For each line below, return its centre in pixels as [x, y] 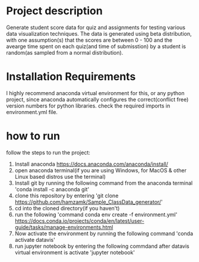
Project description [54, 11]
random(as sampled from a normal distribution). [65, 52]
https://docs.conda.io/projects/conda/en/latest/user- [79, 220]
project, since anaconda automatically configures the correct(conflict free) [97, 99]
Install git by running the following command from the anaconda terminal [104, 183]
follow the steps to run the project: [48, 152]
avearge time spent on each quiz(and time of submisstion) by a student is [96, 46]
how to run [33, 136]
